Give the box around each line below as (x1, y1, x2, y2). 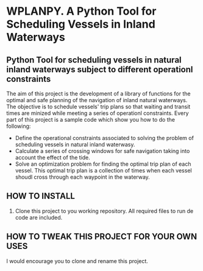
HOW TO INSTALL (6, 191, 75, 201)
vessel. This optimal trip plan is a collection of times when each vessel (15, 167, 192, 174)
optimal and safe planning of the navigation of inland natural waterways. (6, 97, 188, 103)
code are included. (15, 213, 63, 221)
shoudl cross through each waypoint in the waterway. (15, 173, 151, 180)
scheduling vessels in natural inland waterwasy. (15, 141, 135, 148)
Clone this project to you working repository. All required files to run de (15, 207, 194, 215)
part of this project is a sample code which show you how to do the (6, 116, 176, 123)
